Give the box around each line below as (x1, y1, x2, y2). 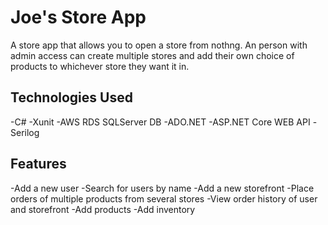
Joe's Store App (10, 6, 147, 29)
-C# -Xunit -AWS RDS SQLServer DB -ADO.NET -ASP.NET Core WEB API (10, 116, 311, 128)
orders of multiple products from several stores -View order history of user (10, 192, 318, 205)
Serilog (10, 126, 40, 138)
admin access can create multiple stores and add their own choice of (10, 49, 295, 61)
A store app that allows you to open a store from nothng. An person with (10, 39, 308, 51)
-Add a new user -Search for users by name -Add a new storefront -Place (10, 182, 315, 194)
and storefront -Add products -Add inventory (10, 203, 196, 215)
